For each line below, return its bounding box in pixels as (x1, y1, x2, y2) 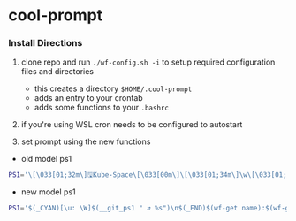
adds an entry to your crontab (34, 93, 143, 103)
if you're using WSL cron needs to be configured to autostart (20, 119, 243, 130)
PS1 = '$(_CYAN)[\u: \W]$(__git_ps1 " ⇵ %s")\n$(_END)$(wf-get (8, 204, 239, 213)
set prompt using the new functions (20, 136, 151, 147)
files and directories (20, 66, 95, 77)
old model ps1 (20, 154, 72, 164)
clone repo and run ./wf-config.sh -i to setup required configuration (20, 57, 276, 67)
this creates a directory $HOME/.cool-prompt (34, 83, 193, 94)
